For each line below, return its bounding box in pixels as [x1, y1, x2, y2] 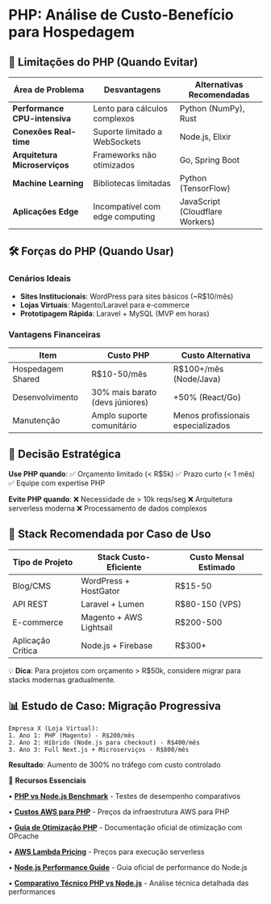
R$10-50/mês [91, 368, 148, 380]
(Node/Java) [173, 373, 221, 384]
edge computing [92, 211, 156, 222]
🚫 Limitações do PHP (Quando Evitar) [8, 55, 198, 69]
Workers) [179, 216, 215, 227]
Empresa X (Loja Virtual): [8, 724, 99, 733]
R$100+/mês [173, 363, 224, 374]
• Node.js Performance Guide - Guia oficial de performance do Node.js [8, 863, 248, 872]
